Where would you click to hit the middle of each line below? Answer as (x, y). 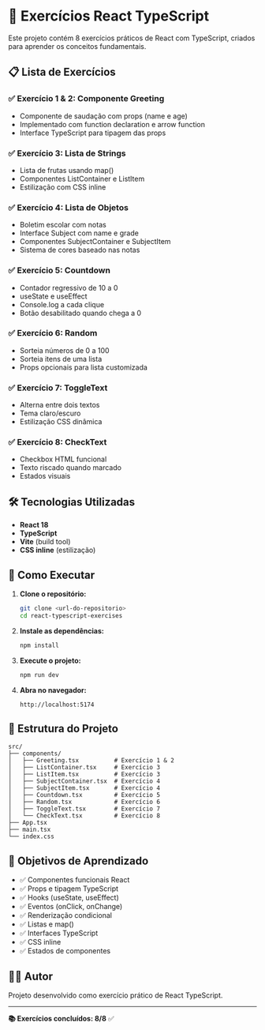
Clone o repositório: (53, 594)
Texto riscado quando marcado (71, 468)
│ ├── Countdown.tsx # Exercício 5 (84, 795)
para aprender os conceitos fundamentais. (77, 46)
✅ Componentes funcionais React (75, 880)
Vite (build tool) (45, 542)
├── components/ (35, 754)
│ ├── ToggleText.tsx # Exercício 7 (84, 809)
